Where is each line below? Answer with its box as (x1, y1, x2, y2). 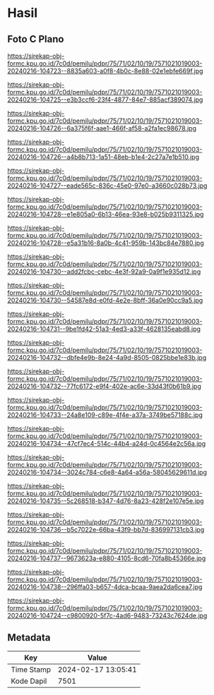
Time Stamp (11, 665, 52, 675)
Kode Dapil (11, 676, 47, 686)
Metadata (7, 631, 51, 643)
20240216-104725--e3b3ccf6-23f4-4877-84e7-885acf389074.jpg (7, 95, 203, 104)
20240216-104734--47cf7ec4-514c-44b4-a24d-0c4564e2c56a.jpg (7, 440, 206, 447)
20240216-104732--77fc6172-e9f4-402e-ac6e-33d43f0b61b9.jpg (7, 382, 201, 390)
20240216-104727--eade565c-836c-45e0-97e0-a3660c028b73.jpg (7, 181, 208, 190)
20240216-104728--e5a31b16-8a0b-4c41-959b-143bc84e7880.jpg (7, 238, 204, 247)
